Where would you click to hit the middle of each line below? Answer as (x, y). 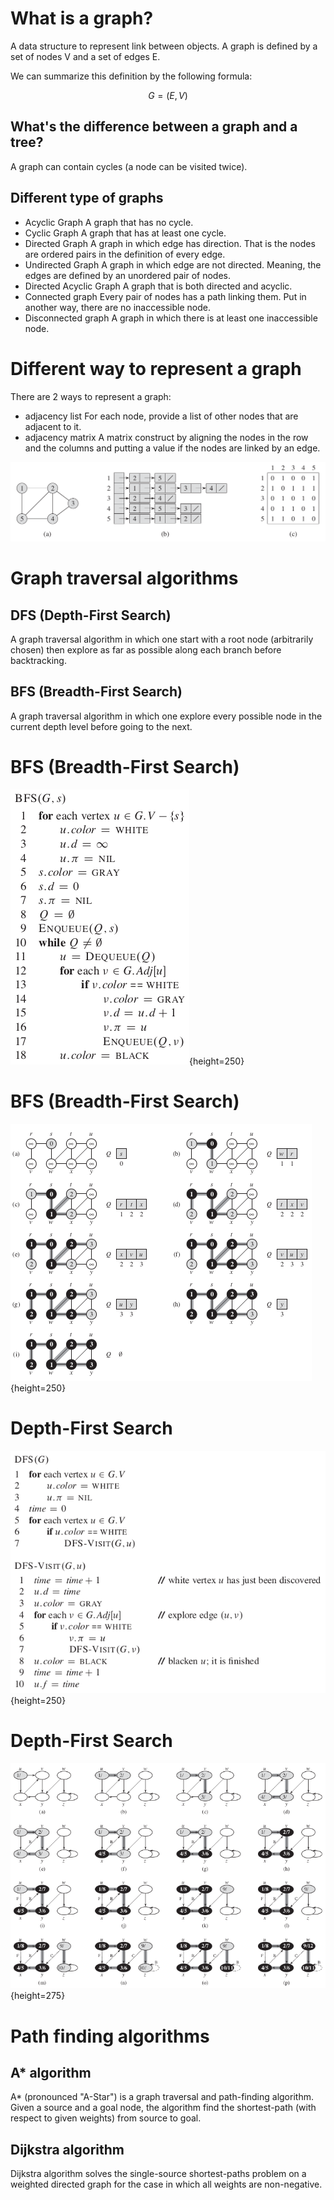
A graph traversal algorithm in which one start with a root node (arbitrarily (162, 639)
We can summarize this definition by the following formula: (131, 76)
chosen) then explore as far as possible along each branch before (146, 649)
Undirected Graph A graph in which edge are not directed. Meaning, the (173, 264)
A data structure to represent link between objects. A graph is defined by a (164, 46)
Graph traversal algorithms (124, 578)
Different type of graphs (87, 198)
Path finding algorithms (110, 2036)
